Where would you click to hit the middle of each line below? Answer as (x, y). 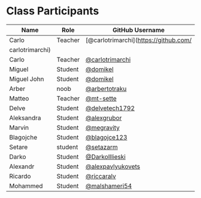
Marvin (19, 127)
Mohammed (26, 185)
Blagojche (23, 137)
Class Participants (53, 11)
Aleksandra (25, 118)
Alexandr (22, 166)
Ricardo (20, 176)
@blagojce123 (106, 137)
